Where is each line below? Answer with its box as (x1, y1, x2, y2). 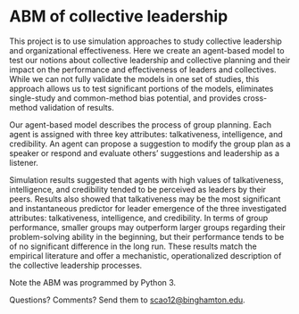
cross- (243, 92, 268, 103)
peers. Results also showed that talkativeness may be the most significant (9, 194, 281, 204)
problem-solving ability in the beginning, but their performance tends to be (9, 231, 285, 242)
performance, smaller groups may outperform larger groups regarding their (9, 221, 286, 233)
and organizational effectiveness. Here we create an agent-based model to (9, 45, 285, 55)
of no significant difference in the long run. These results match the (9, 241, 257, 252)
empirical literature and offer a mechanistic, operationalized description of (9, 250, 282, 260)
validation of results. (39, 102, 114, 112)
